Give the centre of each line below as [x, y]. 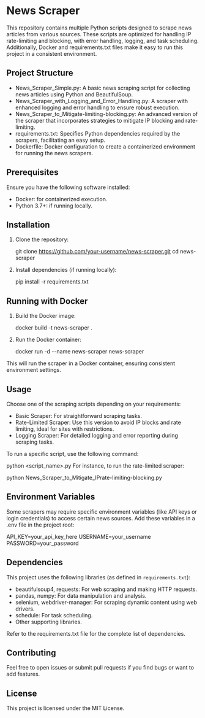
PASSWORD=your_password [43, 543]
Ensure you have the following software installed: [68, 187]
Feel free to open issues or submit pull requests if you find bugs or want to [100, 668]
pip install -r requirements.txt [52, 282]
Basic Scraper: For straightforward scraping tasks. [79, 416]
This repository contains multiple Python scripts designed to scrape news [99, 28]
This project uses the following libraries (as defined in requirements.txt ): [99, 577]
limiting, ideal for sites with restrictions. [65, 429]
